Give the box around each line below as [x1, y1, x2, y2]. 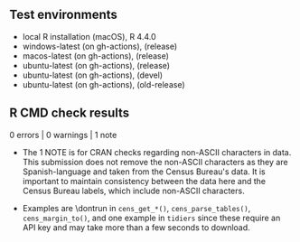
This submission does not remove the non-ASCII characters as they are [22, 156, 288, 167]
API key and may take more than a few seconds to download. [22, 221, 250, 233]
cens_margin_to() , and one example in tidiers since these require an [22, 212, 281, 223]
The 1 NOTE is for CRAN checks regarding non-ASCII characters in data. [22, 146, 292, 157]
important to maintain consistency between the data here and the [22, 175, 267, 186]
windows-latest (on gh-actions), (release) [22, 41, 178, 51]
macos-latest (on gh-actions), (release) [22, 50, 170, 61]
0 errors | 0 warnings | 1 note [9, 129, 117, 140]
